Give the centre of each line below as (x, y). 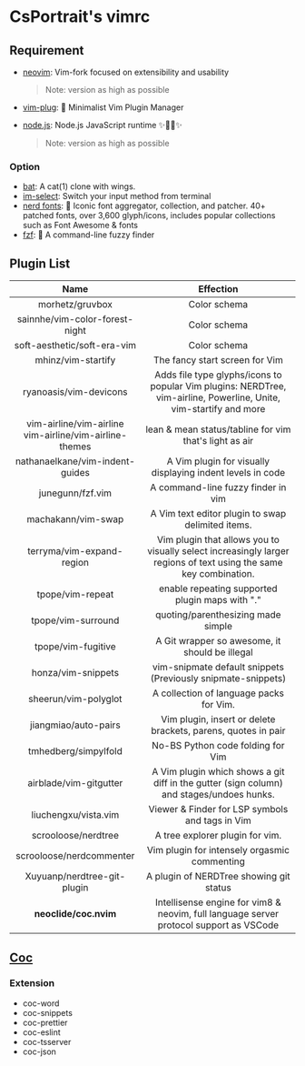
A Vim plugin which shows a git (218, 772)
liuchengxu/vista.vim (75, 815)
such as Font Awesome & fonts (80, 226)
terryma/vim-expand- (75, 551)
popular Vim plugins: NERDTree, (218, 387)
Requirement (47, 50)
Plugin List (40, 263)
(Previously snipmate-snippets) (218, 679)
